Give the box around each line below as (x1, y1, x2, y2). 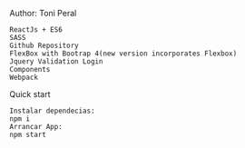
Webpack (9, 73, 39, 82)
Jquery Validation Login (9, 57, 103, 66)
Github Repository (9, 41, 79, 50)
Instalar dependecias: (9, 106, 95, 115)
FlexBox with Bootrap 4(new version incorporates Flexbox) (9, 49, 238, 58)
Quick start (9, 89, 51, 99)
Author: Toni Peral (9, 8, 77, 18)
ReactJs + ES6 (9, 25, 64, 35)
